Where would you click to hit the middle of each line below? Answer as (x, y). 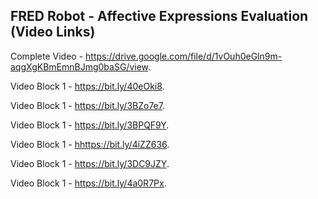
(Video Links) (53, 32)
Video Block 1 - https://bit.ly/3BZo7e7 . (87, 105)
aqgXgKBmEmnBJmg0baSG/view (79, 66)
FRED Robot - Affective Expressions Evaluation (159, 16)
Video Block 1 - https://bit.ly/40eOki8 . (87, 86)
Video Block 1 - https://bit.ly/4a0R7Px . (88, 183)
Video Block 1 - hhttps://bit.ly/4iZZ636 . (90, 144)
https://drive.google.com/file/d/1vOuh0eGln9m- (184, 56)
